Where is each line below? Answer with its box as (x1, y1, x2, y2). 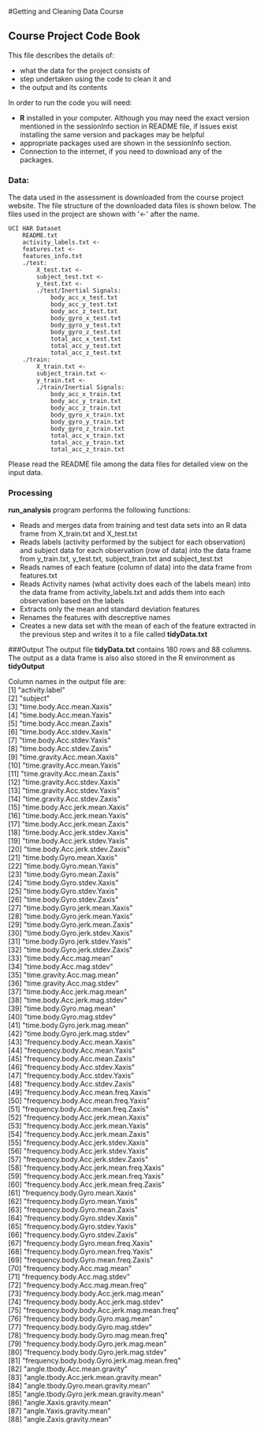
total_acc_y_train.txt (50, 439, 125, 447)
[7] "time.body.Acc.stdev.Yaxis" (8, 735, 112, 745)
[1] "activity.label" (8, 686, 65, 695)
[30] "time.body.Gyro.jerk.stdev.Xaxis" (8, 929, 133, 938)
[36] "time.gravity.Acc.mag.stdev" (8, 978, 120, 989)
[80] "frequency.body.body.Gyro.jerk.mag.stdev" (8, 1348, 167, 1357)
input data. (8, 468, 43, 477)
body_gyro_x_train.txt (50, 411, 125, 419)
